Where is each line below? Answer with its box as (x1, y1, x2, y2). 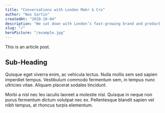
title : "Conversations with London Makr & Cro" (5, 7, 106, 12)
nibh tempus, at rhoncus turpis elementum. (5, 102, 93, 108)
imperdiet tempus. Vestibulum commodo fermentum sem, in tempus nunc (5, 76, 155, 82)
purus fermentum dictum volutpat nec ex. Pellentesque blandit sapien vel (5, 97, 155, 103)
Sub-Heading (5, 58, 48, 67)
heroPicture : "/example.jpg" (5, 30, 65, 35)
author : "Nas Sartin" (5, 12, 50, 17)
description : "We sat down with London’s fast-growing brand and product (5, 21, 161, 26)
